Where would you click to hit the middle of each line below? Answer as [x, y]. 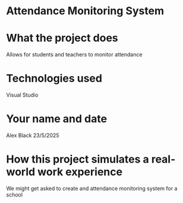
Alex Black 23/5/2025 [33, 135]
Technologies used [54, 79]
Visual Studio [22, 95]
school [14, 195]
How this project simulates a [78, 159]
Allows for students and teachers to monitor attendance [74, 55]
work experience [80, 172]
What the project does [62, 38]
